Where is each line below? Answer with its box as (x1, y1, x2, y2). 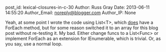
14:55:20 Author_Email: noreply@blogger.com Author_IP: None (5, 10, 136, 16)
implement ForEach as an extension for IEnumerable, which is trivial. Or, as (5, 35, 161, 41)
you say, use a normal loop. (5, 41, 63, 47)
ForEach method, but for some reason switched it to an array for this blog (5, 25, 158, 31)
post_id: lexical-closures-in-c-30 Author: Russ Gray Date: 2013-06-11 (5, 5, 150, 10)
